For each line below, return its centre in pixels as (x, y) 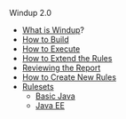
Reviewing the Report (61, 67)
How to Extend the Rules (67, 58)
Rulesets (38, 87)
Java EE (50, 105)
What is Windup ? (53, 30)
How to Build (45, 40)
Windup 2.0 (30, 13)
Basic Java (55, 96)
